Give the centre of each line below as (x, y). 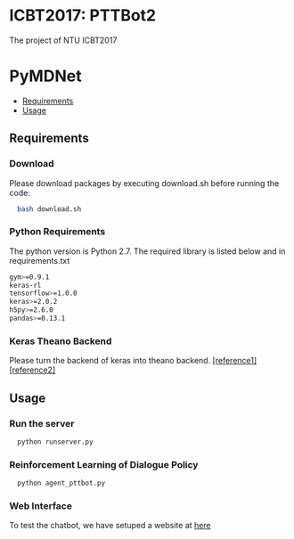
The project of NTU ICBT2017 (63, 40)
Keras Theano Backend (61, 341)
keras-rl (25, 285)
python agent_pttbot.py (61, 483)
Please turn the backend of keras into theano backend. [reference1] (133, 361)
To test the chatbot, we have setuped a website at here (110, 526)
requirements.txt (40, 260)
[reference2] (33, 370)
